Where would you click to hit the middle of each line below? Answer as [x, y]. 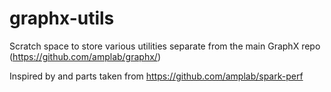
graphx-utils [62, 18]
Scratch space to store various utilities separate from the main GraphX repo [165, 46]
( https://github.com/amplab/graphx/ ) [85, 56]
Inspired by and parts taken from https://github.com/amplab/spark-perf [156, 76]
